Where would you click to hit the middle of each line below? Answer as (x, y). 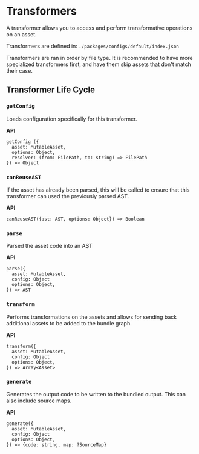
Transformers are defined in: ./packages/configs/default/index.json (93, 46)
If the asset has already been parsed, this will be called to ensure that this (98, 190)
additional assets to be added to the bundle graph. (69, 323)
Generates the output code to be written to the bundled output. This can (96, 394)
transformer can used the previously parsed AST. (68, 196)
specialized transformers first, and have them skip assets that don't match (99, 64)
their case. (20, 70)
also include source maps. (39, 401)
